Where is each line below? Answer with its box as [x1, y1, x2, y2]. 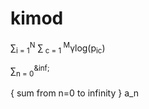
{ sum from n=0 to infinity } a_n [10, 87, 140, 99]
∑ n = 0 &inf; [10, 63, 50, 79]
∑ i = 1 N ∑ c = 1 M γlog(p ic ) [10, 40, 106, 56]
